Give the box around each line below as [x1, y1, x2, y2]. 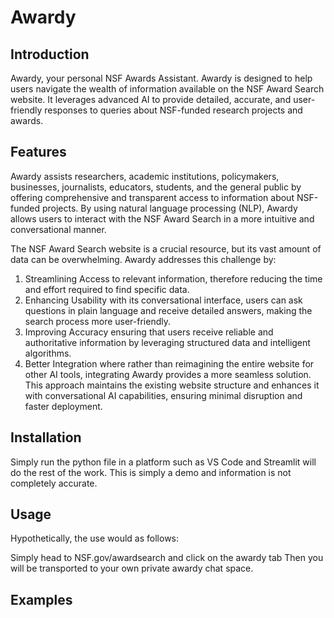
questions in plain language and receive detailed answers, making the [24, 304, 313, 316]
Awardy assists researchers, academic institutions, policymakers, [10, 170, 280, 182]
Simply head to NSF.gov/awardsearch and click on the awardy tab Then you [10, 552, 324, 564]
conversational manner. [10, 223, 107, 235]
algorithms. [24, 347, 72, 359]
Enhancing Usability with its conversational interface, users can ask [24, 294, 303, 306]
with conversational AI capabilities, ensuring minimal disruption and [24, 389, 303, 401]
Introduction [10, 46, 90, 63]
